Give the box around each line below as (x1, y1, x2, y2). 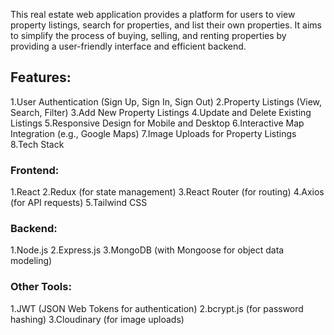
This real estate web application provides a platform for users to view (10, 9, 296, 20)
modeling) (10, 255, 53, 267)
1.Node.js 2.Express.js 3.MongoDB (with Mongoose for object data (10, 244, 285, 256)
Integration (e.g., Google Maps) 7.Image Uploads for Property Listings (10, 127, 297, 139)
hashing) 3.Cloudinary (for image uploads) (10, 313, 185, 325)
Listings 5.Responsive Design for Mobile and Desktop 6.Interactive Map (10, 117, 305, 129)
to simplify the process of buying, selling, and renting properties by (10, 30, 287, 41)
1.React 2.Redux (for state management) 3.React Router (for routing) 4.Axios (10, 186, 325, 198)
